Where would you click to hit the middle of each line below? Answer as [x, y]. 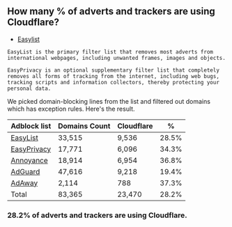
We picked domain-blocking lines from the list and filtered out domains [109, 101]
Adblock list [31, 126]
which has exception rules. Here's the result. [71, 109]
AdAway [24, 182]
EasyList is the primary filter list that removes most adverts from [110, 52]
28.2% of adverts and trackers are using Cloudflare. [97, 215]
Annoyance [30, 160]
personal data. [29, 88]
